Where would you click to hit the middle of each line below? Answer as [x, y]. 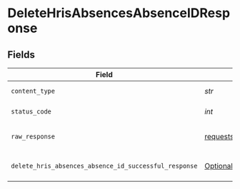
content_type [33, 91]
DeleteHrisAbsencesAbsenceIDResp [119, 13]
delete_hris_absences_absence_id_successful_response [104, 166]
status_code [31, 112]
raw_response [33, 137]
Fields [21, 55]
